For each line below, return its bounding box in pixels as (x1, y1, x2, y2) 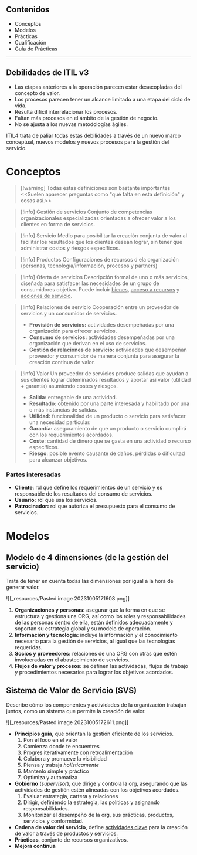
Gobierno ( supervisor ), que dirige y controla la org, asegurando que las (14, 780, 188, 787)
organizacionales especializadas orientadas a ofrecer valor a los (20, 214, 176, 222)
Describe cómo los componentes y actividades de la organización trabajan (6, 701, 186, 708)
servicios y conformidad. (23, 817, 84, 825)
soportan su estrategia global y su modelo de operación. (14, 625, 151, 632)
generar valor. (6, 583, 40, 591)
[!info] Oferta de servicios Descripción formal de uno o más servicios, (20, 273, 189, 280)
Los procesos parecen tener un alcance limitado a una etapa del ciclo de (14, 96, 191, 103)
